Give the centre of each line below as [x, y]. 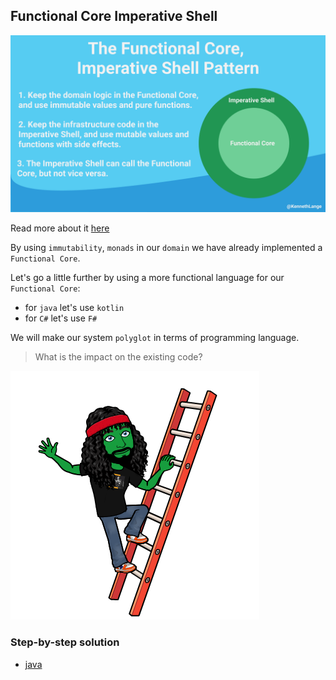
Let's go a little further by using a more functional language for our [147, 278]
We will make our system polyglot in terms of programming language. [155, 338]
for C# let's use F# [61, 318]
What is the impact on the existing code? [118, 357]
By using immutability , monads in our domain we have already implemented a [166, 248]
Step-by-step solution [65, 642]
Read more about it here [60, 228]
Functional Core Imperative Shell [114, 16]
